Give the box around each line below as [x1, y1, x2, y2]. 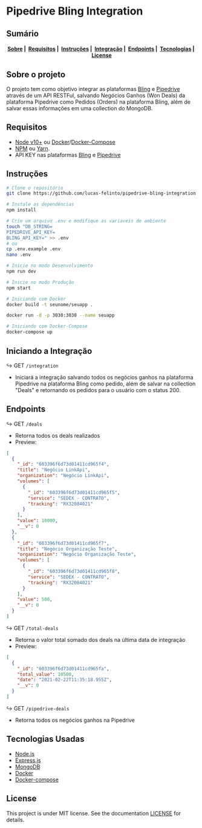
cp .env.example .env [6, 246, 61, 252]
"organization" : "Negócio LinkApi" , [17, 473, 110, 479]
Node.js [15, 750, 35, 757]
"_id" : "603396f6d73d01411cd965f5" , [28, 489, 120, 495]
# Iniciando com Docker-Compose [6, 323, 88, 330]
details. [6, 816, 25, 823]
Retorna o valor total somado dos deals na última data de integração [15, 636, 186, 643]
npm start [6, 285, 31, 291]
